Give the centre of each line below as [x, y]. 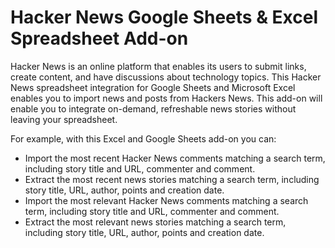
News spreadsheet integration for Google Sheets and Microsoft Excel [153, 87]
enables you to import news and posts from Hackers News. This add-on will [166, 98]
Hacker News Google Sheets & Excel [164, 17]
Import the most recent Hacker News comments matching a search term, [175, 158]
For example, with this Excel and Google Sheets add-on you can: [143, 138]
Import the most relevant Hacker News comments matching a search [166, 200]
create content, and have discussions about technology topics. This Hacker [166, 77]
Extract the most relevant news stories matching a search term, [155, 222]
